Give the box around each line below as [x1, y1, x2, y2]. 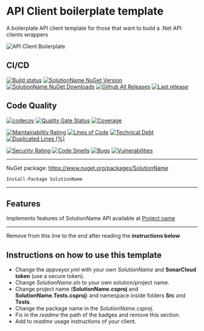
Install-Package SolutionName [6, 176, 83, 182]
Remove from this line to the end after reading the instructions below [6, 232, 180, 240]
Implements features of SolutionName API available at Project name [6, 215, 175, 222]
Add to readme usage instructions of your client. [15, 318, 137, 325]
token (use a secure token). [15, 273, 85, 280]
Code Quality [6, 100, 57, 111]
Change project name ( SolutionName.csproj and [15, 285, 138, 293]
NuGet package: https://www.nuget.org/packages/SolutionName [6, 164, 169, 172]
